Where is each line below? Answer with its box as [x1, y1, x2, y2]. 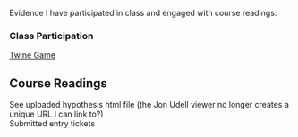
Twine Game [9, 50, 56, 60]
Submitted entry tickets [9, 118, 96, 129]
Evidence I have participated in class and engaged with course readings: [9, 8, 277, 18]
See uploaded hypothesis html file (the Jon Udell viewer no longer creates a [9, 100, 289, 110]
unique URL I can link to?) [9, 109, 104, 119]
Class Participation [9, 29, 94, 42]
